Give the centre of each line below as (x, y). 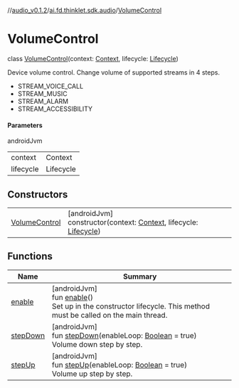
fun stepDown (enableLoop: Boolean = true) (124, 335)
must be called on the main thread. (110, 315)
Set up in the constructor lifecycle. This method (131, 306)
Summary (140, 276)
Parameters (25, 125)
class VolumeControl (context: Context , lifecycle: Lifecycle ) (93, 58)
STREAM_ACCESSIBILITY (55, 109)
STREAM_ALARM (43, 101)
